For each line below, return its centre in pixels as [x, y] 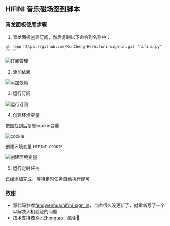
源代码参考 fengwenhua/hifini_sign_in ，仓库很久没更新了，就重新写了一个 [89, 205]
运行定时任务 [26, 168]
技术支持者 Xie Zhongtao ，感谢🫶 [46, 218]
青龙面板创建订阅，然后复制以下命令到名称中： [61, 37]
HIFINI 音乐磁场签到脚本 [43, 9]
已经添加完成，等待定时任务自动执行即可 [47, 179]
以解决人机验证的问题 [35, 211]
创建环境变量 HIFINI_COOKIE [34, 146]
